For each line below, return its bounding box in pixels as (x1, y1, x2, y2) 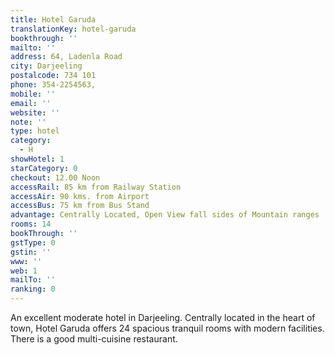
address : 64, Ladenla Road (10, 52, 123, 62)
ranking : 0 (10, 284, 56, 295)
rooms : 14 (10, 219, 52, 230)
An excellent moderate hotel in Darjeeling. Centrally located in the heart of (10, 312, 316, 323)
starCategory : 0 (10, 163, 78, 173)
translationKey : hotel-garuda (10, 24, 137, 34)
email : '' (10, 98, 52, 108)
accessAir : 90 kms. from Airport (10, 191, 150, 201)
